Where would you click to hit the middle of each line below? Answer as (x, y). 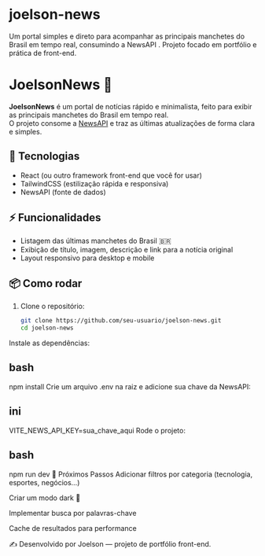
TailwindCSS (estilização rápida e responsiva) (94, 183)
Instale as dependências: (50, 343)
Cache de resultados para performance (73, 528)
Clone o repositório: (52, 306)
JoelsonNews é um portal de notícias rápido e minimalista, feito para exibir (131, 106)
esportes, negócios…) (44, 482)
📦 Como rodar (46, 284)
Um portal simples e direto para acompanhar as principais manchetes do (127, 36)
